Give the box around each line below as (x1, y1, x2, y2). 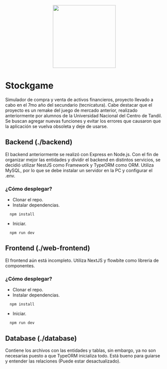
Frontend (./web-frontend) (5, 244, 90, 253)
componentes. (5, 262, 35, 269)
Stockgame (5, 80, 54, 92)
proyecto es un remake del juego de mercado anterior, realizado (5, 107, 138, 113)
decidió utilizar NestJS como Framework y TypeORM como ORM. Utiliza (5, 162, 154, 168)
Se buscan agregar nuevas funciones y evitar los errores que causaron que (5, 118, 161, 124)
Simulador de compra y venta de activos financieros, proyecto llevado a (5, 96, 154, 103)
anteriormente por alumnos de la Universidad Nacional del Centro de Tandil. (5, 112, 162, 118)
